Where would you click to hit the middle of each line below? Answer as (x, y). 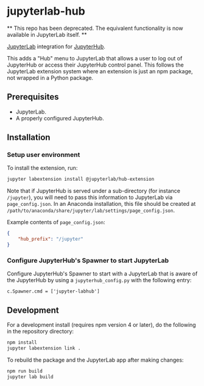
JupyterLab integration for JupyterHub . (56, 46)
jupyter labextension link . (44, 348)
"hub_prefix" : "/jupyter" (51, 239)
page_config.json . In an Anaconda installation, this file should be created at (101, 204)
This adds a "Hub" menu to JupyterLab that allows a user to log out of (95, 58)
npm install (22, 343)
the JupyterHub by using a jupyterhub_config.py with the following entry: (99, 280)
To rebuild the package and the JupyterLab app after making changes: (95, 360)
